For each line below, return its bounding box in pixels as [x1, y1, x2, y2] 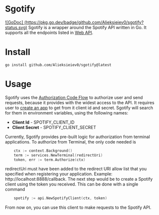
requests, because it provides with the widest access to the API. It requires [5, 100, 155, 105]
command [5, 186, 25, 192]
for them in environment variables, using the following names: [5, 110, 128, 115]
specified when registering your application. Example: [5, 171, 112, 177]
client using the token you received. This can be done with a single [5, 181, 139, 187]
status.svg [5, 24, 26, 30]
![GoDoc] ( [5, 19, 26, 25]
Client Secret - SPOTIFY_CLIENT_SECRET [12, 124, 96, 130]
